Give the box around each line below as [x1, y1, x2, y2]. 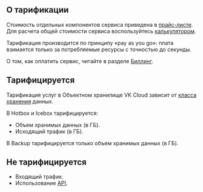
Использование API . [15, 179, 68, 187]
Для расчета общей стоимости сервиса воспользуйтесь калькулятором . [6, 27, 196, 35]
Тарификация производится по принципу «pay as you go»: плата [6, 39, 174, 46]
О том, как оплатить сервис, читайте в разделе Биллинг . [6, 57, 154, 64]
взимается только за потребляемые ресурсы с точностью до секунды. [6, 46, 191, 53]
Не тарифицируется [6, 157, 87, 168]
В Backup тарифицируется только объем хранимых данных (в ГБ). [6, 139, 179, 146]
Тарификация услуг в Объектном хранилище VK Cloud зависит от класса [6, 91, 196, 98]
